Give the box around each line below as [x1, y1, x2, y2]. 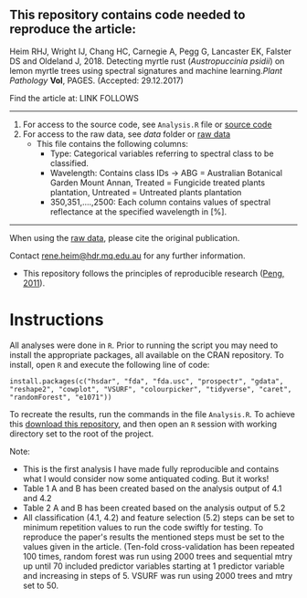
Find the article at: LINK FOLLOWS [9, 92, 140, 103]
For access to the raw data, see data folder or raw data [22, 128, 231, 140]
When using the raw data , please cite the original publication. [9, 232, 240, 243]
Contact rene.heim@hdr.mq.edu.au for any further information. [9, 250, 246, 261]
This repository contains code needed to [9, 7, 246, 23]
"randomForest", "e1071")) [9, 393, 112, 402]
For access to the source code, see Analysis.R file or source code [22, 119, 272, 130]
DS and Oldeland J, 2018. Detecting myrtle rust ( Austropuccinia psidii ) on [9, 55, 285, 67]
